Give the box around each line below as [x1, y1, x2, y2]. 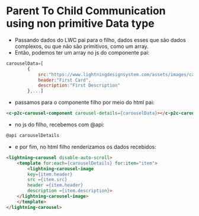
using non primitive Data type [6, 17, 155, 30]
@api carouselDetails [6, 132, 60, 139]
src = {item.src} [27, 177, 68, 183]
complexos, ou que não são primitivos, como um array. [14, 43, 149, 50]
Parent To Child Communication [6, 4, 166, 18]
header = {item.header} [27, 182, 84, 188]
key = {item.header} [27, 171, 73, 177]
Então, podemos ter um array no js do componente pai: [14, 49, 150, 56]
